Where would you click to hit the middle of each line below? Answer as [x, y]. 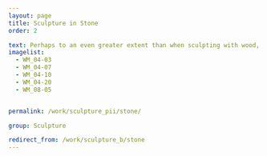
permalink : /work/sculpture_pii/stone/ [75, 111]
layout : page [30, 16]
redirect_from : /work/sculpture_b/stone [77, 140]
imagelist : [26, 53]
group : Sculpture [37, 126]
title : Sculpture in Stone [53, 23]
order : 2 [23, 30]
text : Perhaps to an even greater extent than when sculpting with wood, [134, 45]
